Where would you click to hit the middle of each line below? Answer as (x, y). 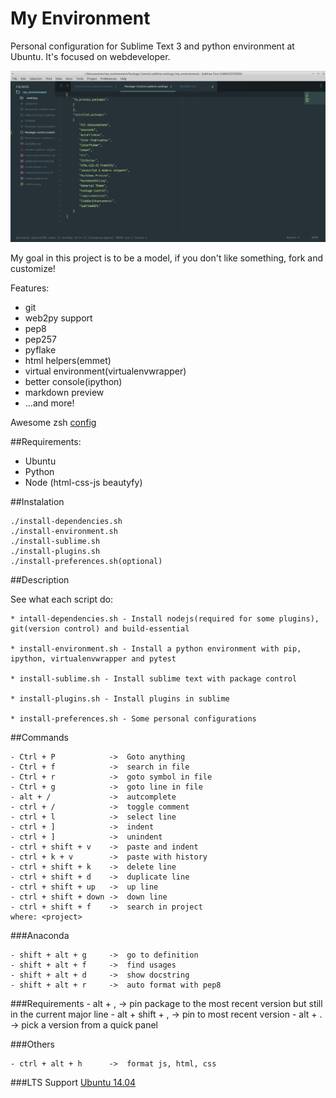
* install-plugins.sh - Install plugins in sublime (120, 699)
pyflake (40, 350)
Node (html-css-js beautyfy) (83, 483)
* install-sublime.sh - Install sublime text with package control (154, 679)
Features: (30, 288)
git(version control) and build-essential (100, 629)
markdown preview (64, 393)
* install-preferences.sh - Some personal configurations (133, 719)
